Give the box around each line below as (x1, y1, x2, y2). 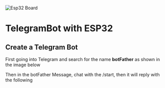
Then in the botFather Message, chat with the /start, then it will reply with (5, 72, 160, 77)
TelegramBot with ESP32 (5, 23, 113, 34)
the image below (5, 62, 40, 68)
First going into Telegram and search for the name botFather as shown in (5, 56, 160, 62)
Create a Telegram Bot (5, 43, 78, 51)
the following (5, 77, 33, 83)
